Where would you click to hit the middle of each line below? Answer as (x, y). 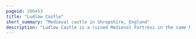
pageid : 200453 (24, 11)
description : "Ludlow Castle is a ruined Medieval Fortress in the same (96, 27)
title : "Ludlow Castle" (35, 17)
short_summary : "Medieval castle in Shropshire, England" (78, 22)
